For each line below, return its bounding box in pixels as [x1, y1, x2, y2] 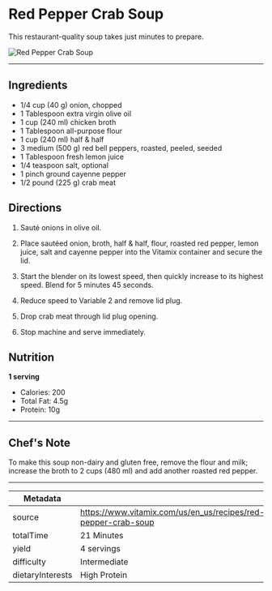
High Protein [79, 569, 128, 580]
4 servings [79, 543, 121, 555]
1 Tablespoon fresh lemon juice [19, 152, 125, 161]
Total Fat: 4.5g [19, 396, 69, 406]
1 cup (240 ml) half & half [19, 135, 104, 144]
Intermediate [79, 556, 129, 567]
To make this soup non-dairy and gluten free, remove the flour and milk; [8, 457, 249, 467]
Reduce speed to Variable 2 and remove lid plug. [19, 295, 183, 305]
